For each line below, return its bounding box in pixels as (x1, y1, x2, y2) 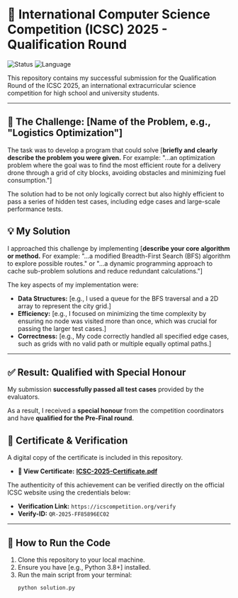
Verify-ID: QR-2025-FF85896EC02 (17, 509, 110, 518)
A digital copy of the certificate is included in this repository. (7, 453, 183, 462)
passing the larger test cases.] (17, 324, 107, 332)
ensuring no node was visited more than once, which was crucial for (17, 317, 217, 325)
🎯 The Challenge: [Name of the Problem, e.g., (7, 116, 211, 128)
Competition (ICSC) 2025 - (7, 21, 168, 38)
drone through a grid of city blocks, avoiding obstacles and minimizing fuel (7, 168, 226, 176)
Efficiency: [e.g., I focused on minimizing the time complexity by (17, 309, 207, 317)
